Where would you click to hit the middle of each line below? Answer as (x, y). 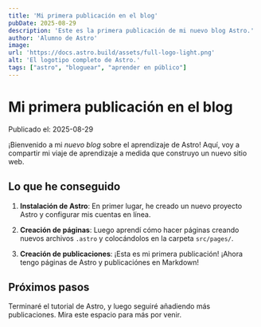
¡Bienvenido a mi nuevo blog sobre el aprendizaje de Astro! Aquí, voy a (124, 144)
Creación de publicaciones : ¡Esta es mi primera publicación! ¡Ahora (131, 254)
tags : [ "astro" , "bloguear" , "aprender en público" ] (97, 68)
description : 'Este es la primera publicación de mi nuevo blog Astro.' (131, 30)
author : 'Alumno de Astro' (53, 38)
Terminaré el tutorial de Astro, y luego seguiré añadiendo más (109, 306)
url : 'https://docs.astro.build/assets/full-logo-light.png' (112, 53)
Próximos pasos (49, 287)
